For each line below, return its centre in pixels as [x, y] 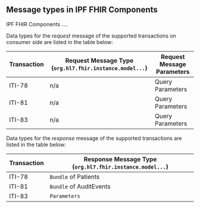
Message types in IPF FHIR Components [82, 10]
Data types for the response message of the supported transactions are [94, 138]
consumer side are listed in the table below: [60, 42]
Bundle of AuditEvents [80, 186]
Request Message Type [99, 60]
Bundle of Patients [75, 176]
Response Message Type [120, 159]
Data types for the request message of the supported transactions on [91, 36]
